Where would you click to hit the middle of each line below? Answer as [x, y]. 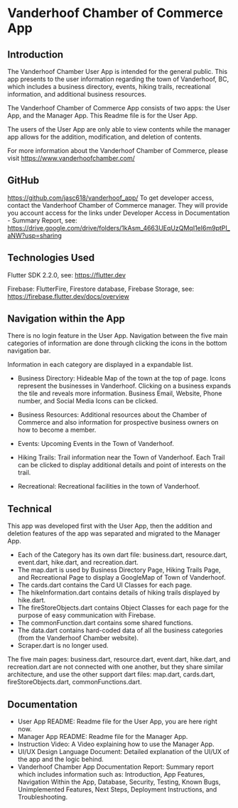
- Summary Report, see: [43, 220]
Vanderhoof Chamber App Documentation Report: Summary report [116, 767]
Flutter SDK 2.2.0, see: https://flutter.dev [67, 275]
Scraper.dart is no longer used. [63, 646]
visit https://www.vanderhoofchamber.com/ [71, 158]
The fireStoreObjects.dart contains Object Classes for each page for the [123, 608]
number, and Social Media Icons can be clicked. [88, 401]
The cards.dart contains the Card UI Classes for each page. [105, 585]
